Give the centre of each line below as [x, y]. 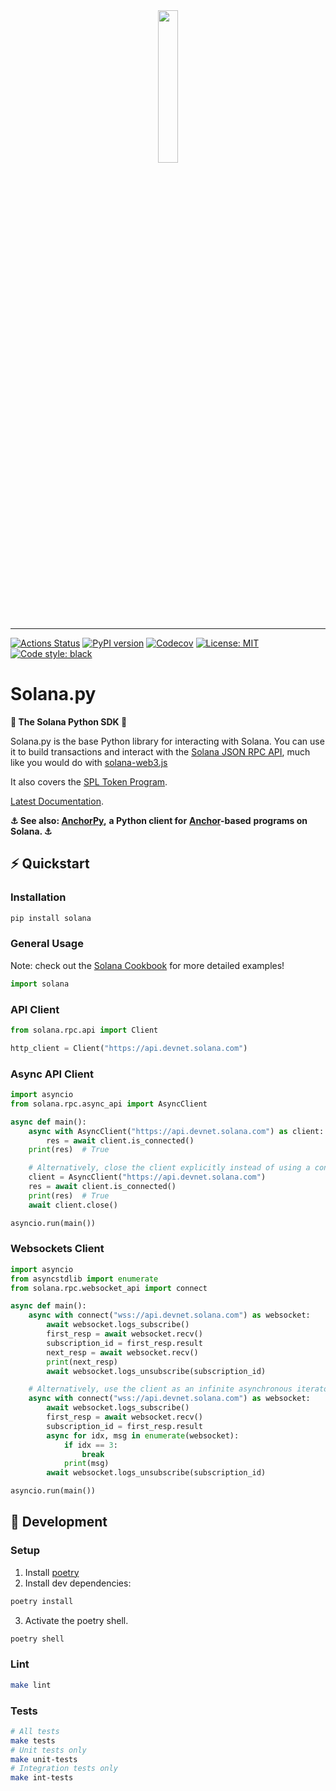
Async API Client [52, 1074]
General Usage [47, 944]
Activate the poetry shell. [76, 1620]
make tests [33, 1740]
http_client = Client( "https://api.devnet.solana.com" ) [129, 1048]
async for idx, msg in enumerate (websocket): [143, 1435]
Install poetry [52, 1572]
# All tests [35, 1731]
